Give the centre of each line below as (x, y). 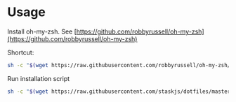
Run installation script (39, 78)
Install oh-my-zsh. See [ (42, 31)
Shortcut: (21, 52)
